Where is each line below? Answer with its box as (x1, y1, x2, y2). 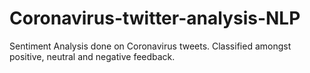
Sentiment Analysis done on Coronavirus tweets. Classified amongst (9, 40, 292, 52)
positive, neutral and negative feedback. (9, 50, 176, 62)
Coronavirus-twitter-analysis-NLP (9, 7, 301, 30)
